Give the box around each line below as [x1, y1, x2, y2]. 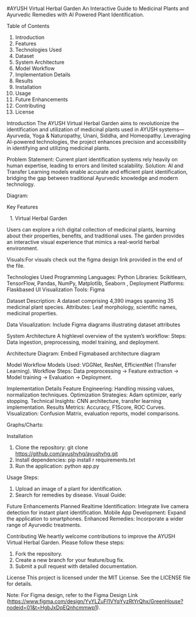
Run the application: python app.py [15, 463, 100, 470]
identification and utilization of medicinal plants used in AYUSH [6, 126, 158, 133]
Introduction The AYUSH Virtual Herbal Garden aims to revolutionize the [6, 120, 180, 126]
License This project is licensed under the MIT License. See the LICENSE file [6, 574, 191, 581]
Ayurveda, [6, 132, 32, 139]
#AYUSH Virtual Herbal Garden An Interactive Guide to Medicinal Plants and [6, 5, 189, 12]
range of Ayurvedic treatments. [6, 522, 82, 528]
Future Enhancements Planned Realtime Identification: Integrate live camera [6, 503, 189, 509]
